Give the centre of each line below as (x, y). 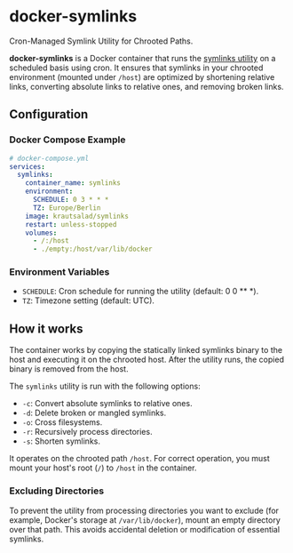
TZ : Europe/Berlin (67, 208)
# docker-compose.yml (49, 158)
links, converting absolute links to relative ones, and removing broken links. (146, 86)
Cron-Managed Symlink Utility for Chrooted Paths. (101, 41)
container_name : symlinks (73, 183)
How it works (46, 329)
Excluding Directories (57, 491)
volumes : (41, 233)
